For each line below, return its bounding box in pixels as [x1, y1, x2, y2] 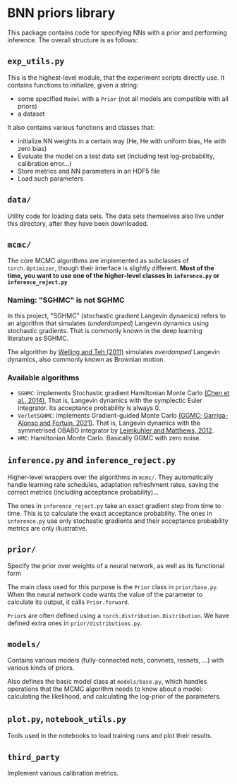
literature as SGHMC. [7, 334, 69, 342]
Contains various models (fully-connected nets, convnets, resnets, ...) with [7, 656, 224, 665]
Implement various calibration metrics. [7, 769, 119, 778]
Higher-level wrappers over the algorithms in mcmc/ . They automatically [7, 473, 214, 481]
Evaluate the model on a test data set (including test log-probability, [17, 152, 215, 160]
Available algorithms [7, 373, 80, 382]
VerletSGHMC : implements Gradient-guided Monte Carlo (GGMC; [17, 411, 202, 419]
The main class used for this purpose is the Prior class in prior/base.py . [7, 582, 219, 591]
